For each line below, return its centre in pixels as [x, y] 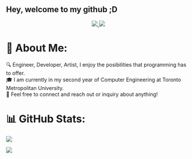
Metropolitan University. [35, 88]
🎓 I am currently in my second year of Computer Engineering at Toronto [94, 79]
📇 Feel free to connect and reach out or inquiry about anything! [82, 94]
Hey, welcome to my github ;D [62, 10]
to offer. [16, 73]
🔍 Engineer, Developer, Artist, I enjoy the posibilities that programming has [96, 64]
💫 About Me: [37, 48]
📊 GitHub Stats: [46, 119]
